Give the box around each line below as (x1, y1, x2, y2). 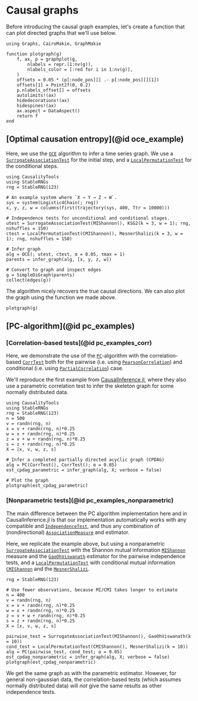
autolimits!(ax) (16, 92, 57, 98)
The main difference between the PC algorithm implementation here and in (6, 510, 187, 517)
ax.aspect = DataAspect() (16, 107, 81, 114)
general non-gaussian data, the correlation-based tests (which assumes (6, 676, 181, 683)
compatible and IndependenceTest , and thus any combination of (6, 522, 160, 529)
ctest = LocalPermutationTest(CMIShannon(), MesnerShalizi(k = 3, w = (6, 231, 183, 237)
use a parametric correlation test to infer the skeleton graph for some (6, 382, 174, 389)
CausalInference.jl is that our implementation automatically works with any (6, 516, 187, 523)
